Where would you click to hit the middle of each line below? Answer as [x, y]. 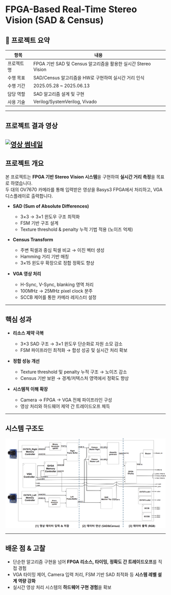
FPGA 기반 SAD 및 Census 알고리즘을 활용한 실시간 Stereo [92, 64]
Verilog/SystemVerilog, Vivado [65, 102]
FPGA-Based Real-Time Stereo [71, 9]
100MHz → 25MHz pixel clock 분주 [56, 291]
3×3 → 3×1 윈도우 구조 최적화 [50, 216]
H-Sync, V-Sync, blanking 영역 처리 [57, 284]
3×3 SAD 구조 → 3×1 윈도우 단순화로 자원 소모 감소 [72, 344]
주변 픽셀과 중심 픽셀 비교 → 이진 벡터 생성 [62, 250]
